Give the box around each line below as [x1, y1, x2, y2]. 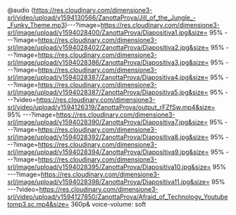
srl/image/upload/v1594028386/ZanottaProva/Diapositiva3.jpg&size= [7, 58, 209, 66]
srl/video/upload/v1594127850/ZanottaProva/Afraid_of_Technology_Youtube [7, 193, 228, 201]
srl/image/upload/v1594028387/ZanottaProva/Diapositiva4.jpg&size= [7, 73, 209, 82]
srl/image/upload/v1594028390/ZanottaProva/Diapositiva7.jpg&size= [7, 118, 209, 126]
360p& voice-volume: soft [70, 200, 147, 208]
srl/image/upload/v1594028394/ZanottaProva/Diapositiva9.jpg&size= [7, 148, 209, 156]
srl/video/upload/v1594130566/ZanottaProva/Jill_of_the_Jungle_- [7, 13, 196, 22]
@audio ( [7, 6, 34, 14]
